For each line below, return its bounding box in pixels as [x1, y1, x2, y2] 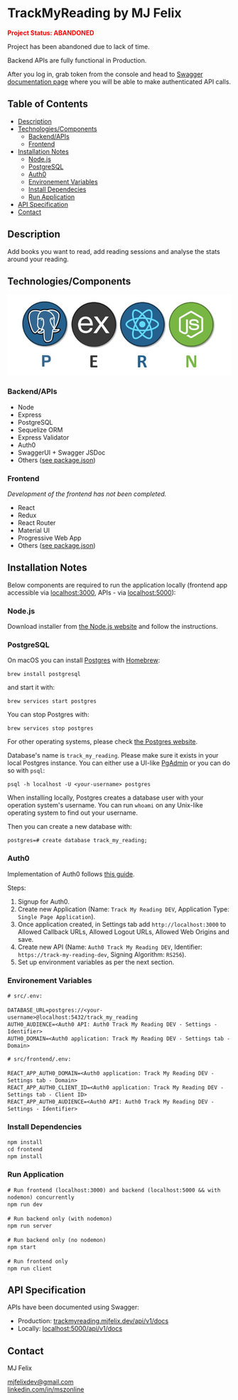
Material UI [17, 526, 50, 535]
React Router [17, 519, 56, 527]
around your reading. [7, 255, 69, 263]
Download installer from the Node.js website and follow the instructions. [7, 622, 218, 631]
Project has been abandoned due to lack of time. [7, 42, 151, 51]
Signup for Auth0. [17, 897, 70, 906]
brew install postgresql [7, 671, 81, 678]
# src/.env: [7, 992, 43, 1000]
